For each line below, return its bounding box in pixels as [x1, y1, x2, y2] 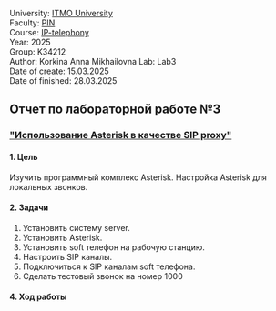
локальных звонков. [9, 181, 88, 192]
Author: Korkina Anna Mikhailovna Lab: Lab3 [9, 56, 177, 66]
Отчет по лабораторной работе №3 [9, 102, 221, 117]
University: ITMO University [9, 8, 114, 18]
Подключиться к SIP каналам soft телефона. [22, 261, 196, 272]
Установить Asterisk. [22, 232, 103, 243]
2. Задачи [9, 202, 49, 213]
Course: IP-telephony [9, 27, 89, 37]
